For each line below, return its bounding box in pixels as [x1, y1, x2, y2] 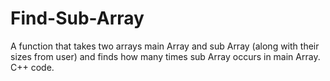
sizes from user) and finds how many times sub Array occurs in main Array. [10, 50, 321, 62]
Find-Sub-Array [10, 7, 145, 30]
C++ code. [10, 61, 55, 73]
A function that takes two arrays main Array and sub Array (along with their [10, 40, 320, 52]
